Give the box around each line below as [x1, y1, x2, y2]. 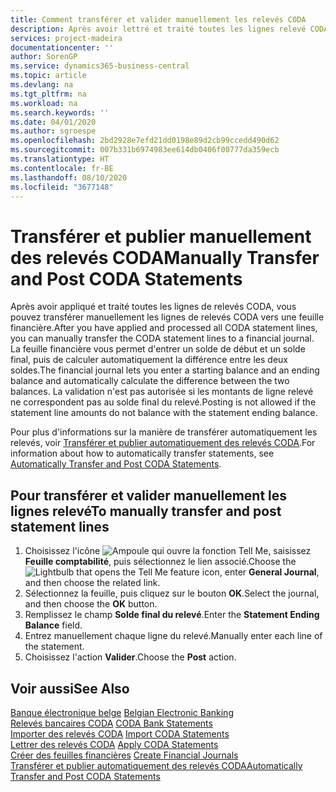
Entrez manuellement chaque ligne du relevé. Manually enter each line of [24, 630, 323, 642]
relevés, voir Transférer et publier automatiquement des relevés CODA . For [10, 437, 316, 449]
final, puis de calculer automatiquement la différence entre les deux [10, 354, 289, 366]
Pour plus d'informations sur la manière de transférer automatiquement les [10, 426, 318, 438]
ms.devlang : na [10, 80, 74, 90]
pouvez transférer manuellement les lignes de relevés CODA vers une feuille [10, 311, 325, 323]
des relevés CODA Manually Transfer [10, 246, 320, 269]
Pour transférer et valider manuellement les [10, 487, 288, 504]
